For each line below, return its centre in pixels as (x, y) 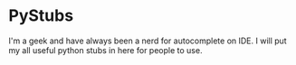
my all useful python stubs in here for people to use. (105, 50)
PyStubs (41, 16)
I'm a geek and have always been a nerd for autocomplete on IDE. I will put (148, 41)
